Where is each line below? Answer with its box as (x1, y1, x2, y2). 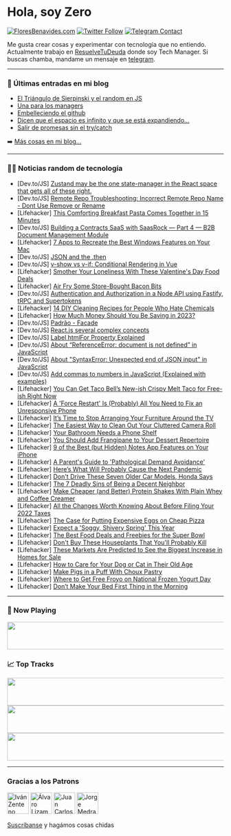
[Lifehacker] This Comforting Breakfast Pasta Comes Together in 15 (16, 208, 209, 217)
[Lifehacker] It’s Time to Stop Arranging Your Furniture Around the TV (16, 414, 214, 422)
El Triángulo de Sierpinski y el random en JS (16, 94, 142, 103)
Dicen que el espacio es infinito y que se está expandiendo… (16, 116, 190, 125)
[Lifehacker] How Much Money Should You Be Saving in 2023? (16, 311, 196, 319)
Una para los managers (16, 101, 84, 110)
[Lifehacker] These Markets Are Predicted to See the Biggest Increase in (16, 545, 223, 553)
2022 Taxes (16, 509, 51, 517)
